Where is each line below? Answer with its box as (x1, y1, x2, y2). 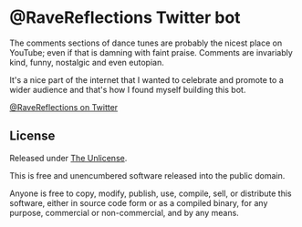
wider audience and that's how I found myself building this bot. (9, 84, 246, 95)
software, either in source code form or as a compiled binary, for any (9, 197, 268, 208)
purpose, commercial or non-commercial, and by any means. (9, 207, 239, 218)
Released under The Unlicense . (9, 152, 128, 163)
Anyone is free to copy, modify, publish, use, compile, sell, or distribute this (9, 188, 292, 199)
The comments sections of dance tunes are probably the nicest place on (9, 37, 283, 48)
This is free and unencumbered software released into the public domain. (9, 170, 286, 181)
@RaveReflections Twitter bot (9, 7, 241, 28)
